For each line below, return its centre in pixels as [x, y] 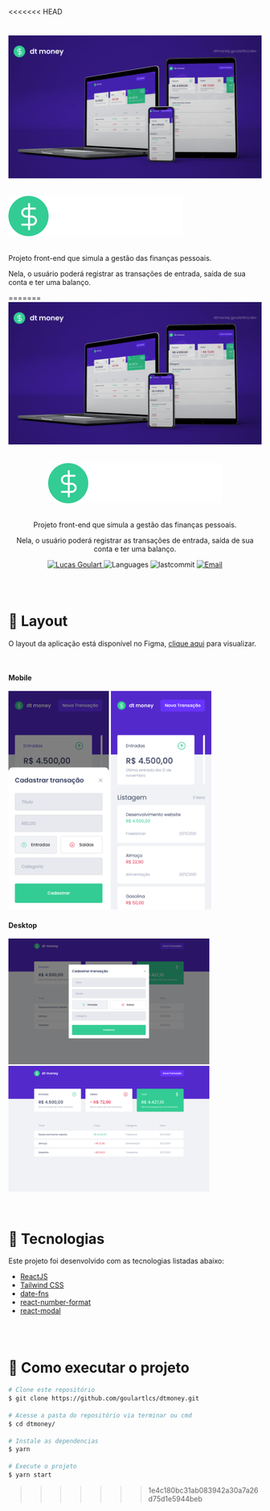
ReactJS [34, 1277]
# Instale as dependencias [53, 1441]
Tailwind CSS [42, 1285]
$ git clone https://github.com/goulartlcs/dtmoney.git [104, 1399]
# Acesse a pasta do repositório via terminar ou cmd [100, 1415]
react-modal [41, 1311]
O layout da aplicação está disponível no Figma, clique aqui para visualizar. [133, 644]
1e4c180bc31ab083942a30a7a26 [203, 1490]
